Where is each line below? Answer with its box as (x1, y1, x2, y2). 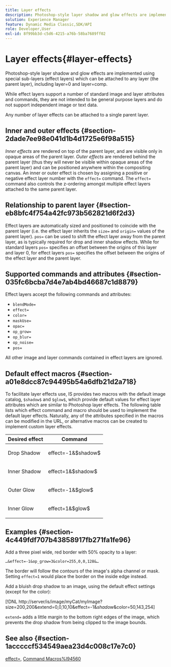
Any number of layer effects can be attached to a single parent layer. (5, 111, 149, 118)
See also (5, 634, 33, 643)
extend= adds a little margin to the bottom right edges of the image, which (5, 614, 160, 620)
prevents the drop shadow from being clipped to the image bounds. (5, 619, 147, 625)
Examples (5, 527, 37, 536)
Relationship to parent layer (5, 201, 95, 210)
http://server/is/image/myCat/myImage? (18, 599, 103, 605)
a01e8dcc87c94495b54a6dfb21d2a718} (5, 377, 137, 386)
